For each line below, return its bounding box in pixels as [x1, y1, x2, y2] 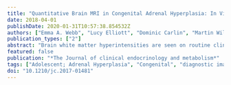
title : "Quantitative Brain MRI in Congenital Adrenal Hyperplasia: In [7, 10, 217, 17]
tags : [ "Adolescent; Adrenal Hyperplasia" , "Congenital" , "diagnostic [7, 61, 214, 68]
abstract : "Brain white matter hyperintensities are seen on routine [7, 42, 211, 49]
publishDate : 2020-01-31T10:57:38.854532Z [7, 23, 131, 29]
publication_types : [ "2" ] [7, 36, 81, 42]
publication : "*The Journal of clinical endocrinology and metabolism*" [7, 55, 220, 62]
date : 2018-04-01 [7, 16, 57, 23]
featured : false [7, 49, 54, 56]
